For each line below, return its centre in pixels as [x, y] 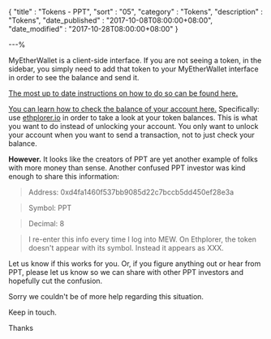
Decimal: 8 [46, 223]
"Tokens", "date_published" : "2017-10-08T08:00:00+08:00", [111, 20]
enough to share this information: [64, 176]
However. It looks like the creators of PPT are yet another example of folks [133, 159]
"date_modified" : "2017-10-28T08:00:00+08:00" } [93, 29]
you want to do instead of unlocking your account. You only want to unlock [133, 126]
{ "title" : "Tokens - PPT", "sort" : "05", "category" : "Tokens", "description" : [136, 12]
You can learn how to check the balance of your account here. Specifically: [134, 109]
